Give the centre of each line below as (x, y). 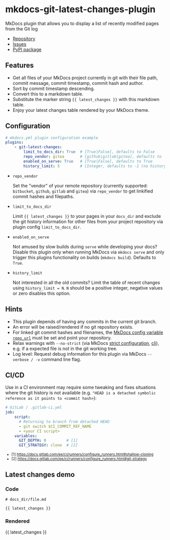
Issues (19, 44)
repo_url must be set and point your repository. (62, 338)
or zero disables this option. (41, 293)
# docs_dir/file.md (26, 499)
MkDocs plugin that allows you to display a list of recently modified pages (82, 23)
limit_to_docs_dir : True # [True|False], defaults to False (89, 152)
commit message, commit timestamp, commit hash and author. (78, 83)
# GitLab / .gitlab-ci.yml (34, 407)
